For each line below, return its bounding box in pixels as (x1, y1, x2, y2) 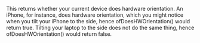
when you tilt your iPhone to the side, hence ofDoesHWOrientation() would (6, 18, 190, 24)
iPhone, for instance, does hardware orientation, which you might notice (6, 11, 184, 19)
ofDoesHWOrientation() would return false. (6, 30, 112, 38)
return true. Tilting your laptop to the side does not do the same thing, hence (6, 24, 195, 31)
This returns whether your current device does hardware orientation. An (6, 5, 183, 12)
